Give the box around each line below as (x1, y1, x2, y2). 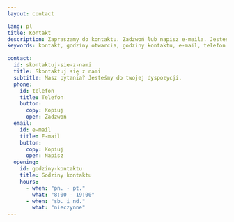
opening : (13, 158, 39, 166)
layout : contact (7, 10, 54, 17)
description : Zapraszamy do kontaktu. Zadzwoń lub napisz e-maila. (7, 36, 208, 43)
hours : (19, 178, 39, 185)
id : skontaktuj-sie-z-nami (13, 61, 92, 68)
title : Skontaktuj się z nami (13, 68, 101, 75)
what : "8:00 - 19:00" (32, 191, 95, 198)
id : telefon (19, 87, 54, 94)
